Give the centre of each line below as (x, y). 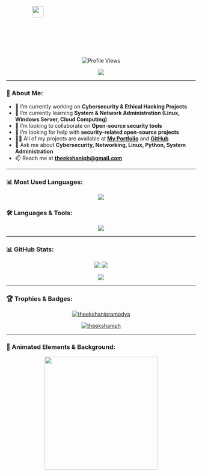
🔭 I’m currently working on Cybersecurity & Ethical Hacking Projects (101, 106)
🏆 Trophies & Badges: (40, 298)
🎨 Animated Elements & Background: (61, 346)
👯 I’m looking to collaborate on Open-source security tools (88, 125)
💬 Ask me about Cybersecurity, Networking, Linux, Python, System (100, 145)
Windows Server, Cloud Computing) (61, 119)
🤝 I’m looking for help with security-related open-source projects (97, 132)
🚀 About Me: (25, 93)
